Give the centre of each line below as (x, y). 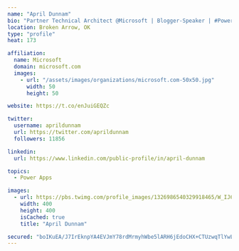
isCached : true (43, 217)
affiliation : (27, 53)
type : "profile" (31, 34)
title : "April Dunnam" (54, 224)
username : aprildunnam (47, 125)
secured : (20, 237)
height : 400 (38, 210)
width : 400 (36, 204)
